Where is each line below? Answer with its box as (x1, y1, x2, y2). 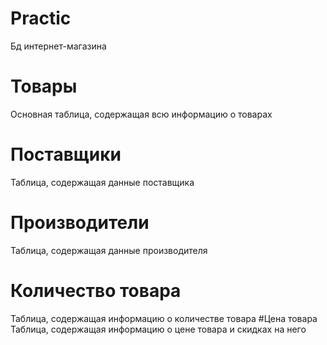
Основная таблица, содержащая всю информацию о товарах (10, 108, 273, 120)
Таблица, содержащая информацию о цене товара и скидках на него (10, 323, 307, 335)
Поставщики (10, 143, 122, 166)
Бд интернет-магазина (10, 40, 107, 52)
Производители (10, 212, 150, 234)
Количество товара (10, 279, 182, 302)
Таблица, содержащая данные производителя (10, 244, 208, 256)
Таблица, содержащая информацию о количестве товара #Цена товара (10, 312, 318, 324)
